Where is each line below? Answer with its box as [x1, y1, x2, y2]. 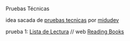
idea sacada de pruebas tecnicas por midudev [5, 17, 119, 23]
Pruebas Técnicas [5, 5, 50, 12]
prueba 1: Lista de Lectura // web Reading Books [5, 28, 124, 35]
